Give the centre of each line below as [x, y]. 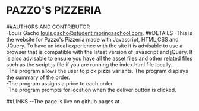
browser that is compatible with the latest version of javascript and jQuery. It [99, 52]
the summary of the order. [38, 77]
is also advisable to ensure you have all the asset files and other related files [99, 58]
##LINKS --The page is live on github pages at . [64, 101]
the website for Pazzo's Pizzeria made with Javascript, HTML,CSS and [93, 39]
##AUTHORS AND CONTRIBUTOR [48, 27]
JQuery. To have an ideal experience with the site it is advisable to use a [94, 46]
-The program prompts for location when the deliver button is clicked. [91, 90]
